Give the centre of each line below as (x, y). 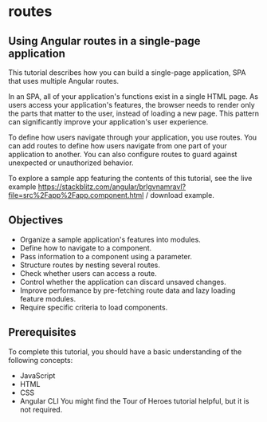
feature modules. (48, 298)
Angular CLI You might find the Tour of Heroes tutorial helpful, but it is (134, 400)
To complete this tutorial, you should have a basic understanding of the (125, 351)
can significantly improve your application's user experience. (108, 122)
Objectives (36, 221)
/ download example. (180, 195)
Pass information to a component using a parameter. (106, 256)
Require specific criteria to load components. (94, 307)
